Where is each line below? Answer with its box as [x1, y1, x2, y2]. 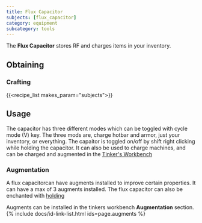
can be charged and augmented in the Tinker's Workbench [6, 150, 153, 157]
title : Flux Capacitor [6, 8, 63, 15]
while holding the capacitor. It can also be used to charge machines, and [6, 144, 186, 151]
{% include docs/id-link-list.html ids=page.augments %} [6, 210, 146, 218]
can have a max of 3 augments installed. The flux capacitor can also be [6, 186, 183, 193]
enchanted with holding [6, 192, 65, 199]
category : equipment [6, 20, 58, 26]
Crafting [6, 78, 31, 86]
